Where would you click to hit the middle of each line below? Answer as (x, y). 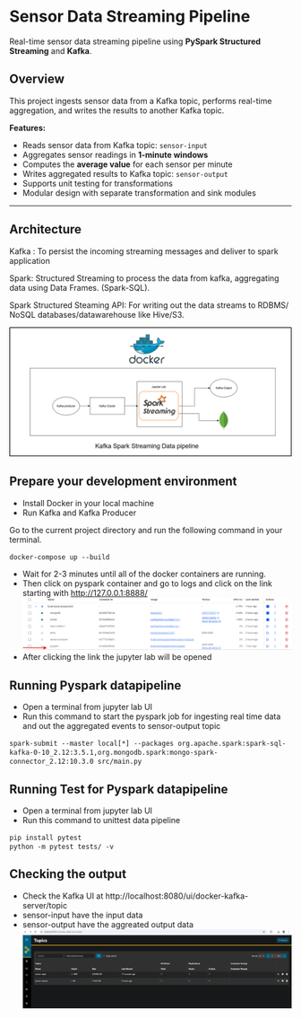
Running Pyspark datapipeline (95, 685)
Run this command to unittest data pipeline (101, 821)
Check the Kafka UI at (63, 896)
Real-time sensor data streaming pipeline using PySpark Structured (135, 41)
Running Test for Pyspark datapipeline (119, 789)
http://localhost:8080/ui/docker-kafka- (177, 896)
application (30, 260)
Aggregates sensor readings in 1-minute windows (115, 154)
